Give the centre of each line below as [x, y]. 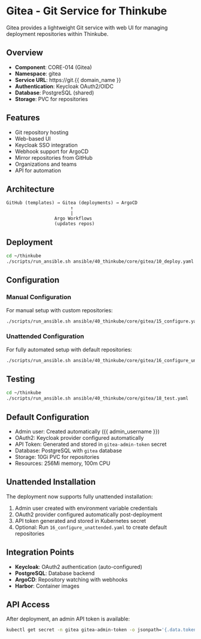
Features [23, 118]
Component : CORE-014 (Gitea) [53, 67]
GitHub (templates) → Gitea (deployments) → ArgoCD [72, 203]
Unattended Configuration [45, 336]
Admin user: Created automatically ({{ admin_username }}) [87, 431]
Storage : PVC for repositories [51, 99]
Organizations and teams [46, 164]
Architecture [31, 189]
